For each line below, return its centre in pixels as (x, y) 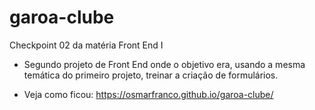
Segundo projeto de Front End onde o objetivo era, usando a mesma (164, 64)
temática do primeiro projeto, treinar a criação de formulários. (151, 75)
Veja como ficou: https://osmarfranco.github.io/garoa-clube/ (148, 94)
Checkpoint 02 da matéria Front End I (86, 45)
